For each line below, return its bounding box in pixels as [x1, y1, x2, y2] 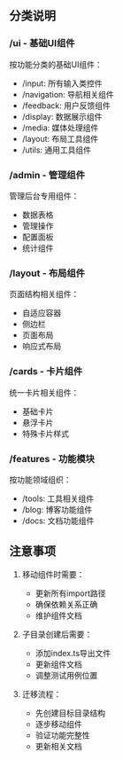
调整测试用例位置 [35, 670, 98, 680]
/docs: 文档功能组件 [21, 515, 95, 526]
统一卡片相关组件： [9, 387, 80, 397]
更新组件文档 [35, 659, 82, 670]
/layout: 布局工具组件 [21, 133, 99, 144]
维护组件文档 [35, 610, 82, 621]
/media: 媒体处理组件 [21, 122, 99, 133]
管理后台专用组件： [9, 190, 80, 201]
